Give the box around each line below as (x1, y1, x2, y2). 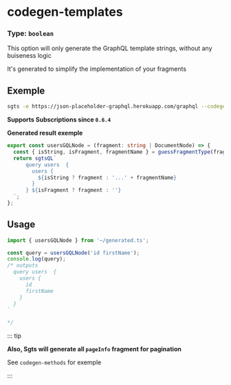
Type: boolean (7, 29, 54, 38)
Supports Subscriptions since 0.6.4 (7, 115, 111, 124)
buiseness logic (7, 52, 52, 60)
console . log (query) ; (7, 256, 67, 263)
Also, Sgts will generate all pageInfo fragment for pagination (7, 345, 182, 353)
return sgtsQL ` (13, 155, 57, 162)
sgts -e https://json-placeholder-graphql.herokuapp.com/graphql (7, 103, 198, 110)
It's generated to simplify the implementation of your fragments (7, 65, 187, 73)
